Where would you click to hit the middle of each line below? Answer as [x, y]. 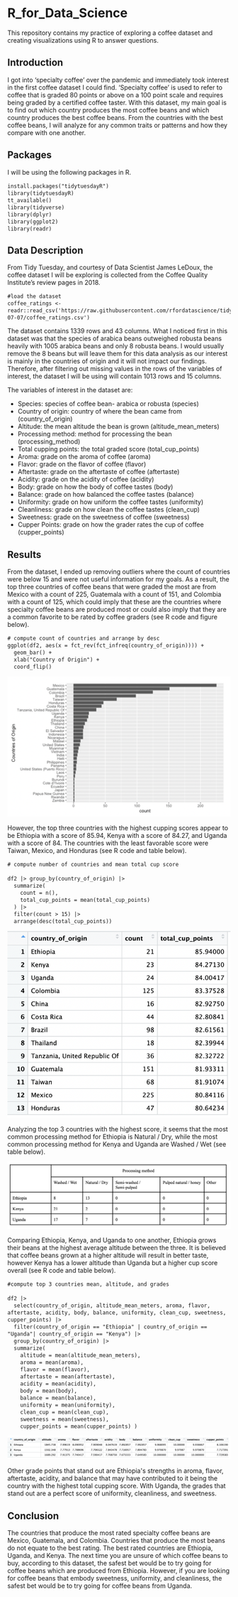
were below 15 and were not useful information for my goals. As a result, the [118, 579]
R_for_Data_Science [68, 13]
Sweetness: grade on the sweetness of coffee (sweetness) [103, 517]
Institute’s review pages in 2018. [54, 283]
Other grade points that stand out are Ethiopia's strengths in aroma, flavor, [116, 1471]
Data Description [45, 250]
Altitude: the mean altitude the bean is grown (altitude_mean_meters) [118, 426]
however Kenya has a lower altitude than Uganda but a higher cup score [113, 1262]
